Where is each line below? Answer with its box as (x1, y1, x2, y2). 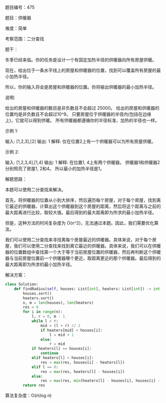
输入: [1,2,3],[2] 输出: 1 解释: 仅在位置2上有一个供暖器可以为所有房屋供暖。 (5, 138, 156, 144)
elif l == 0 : (31, 364, 58, 369)
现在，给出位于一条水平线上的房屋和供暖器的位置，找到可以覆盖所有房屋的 (5, 67, 157, 73)
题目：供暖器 (5, 15, 31, 21)
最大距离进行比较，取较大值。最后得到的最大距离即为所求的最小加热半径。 (5, 210, 157, 215)
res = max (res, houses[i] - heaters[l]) (40, 360, 125, 365)
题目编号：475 (5, 4, 35, 10)
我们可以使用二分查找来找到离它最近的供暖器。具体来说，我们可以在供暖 (13, 243, 161, 249)
